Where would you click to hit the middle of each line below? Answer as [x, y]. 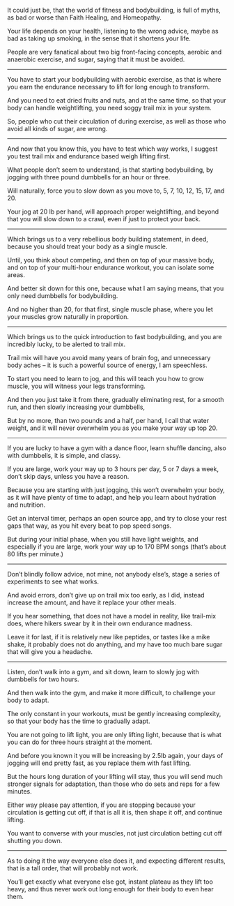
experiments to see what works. [53, 581]
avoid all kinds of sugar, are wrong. [57, 129]
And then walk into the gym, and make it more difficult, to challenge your [111, 693]
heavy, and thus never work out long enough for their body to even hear [110, 889]
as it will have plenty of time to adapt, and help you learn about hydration [112, 497]
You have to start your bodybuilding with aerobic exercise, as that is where [114, 79]
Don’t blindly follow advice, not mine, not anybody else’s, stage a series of [114, 574]
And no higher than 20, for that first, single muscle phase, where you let [110, 309]
